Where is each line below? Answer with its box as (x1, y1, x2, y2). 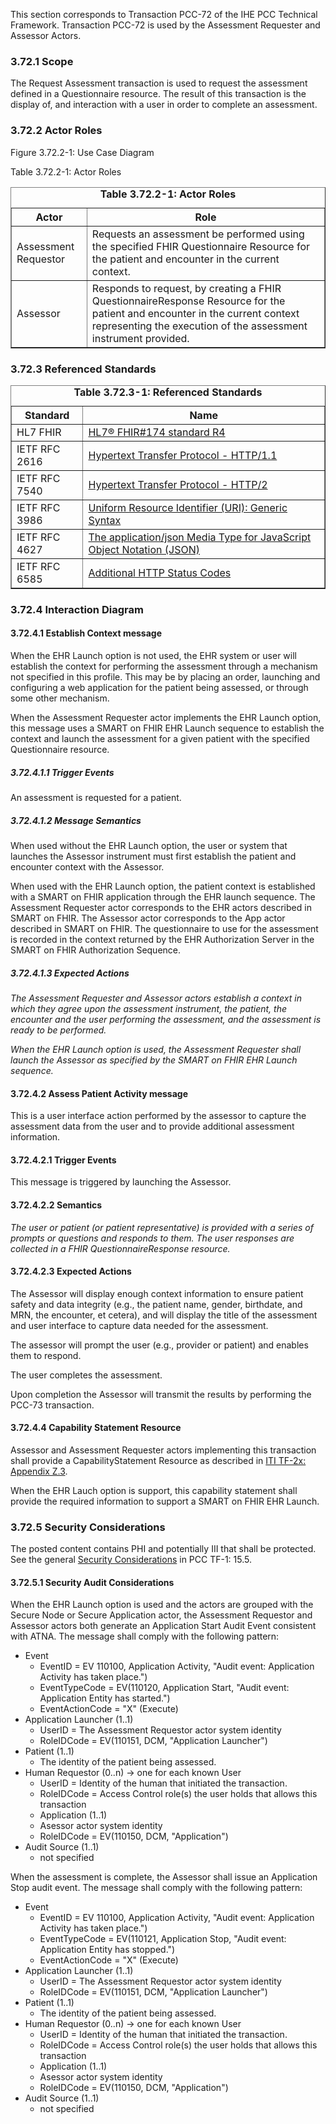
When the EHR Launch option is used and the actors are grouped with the (10, 1599, 314, 1611)
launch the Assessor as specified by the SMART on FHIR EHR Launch (10, 1054, 298, 1066)
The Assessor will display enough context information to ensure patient (10, 1287, 304, 1299)
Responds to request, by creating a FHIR (91, 281, 282, 295)
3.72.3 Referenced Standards (10, 362, 157, 376)
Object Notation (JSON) (88, 542, 200, 556)
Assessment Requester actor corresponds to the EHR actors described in (10, 901, 312, 913)
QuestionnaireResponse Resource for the (91, 294, 286, 308)
